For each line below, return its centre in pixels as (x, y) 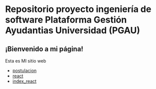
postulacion (24, 70)
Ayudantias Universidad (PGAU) (73, 30)
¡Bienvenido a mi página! (44, 49)
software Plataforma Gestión (66, 20)
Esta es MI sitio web (26, 61)
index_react (24, 81)
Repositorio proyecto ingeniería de (78, 9)
